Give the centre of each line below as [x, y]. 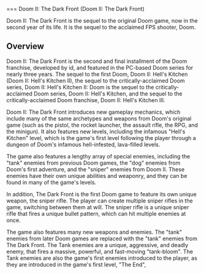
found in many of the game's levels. [51, 182]
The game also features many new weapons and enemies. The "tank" [94, 232]
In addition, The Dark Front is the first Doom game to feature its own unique [102, 194]
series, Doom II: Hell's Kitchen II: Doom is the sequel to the [80, 87]
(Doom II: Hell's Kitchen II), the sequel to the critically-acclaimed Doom [96, 80]
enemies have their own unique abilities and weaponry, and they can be [97, 176]
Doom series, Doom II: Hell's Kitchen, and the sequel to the [108, 94]
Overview [25, 46]
